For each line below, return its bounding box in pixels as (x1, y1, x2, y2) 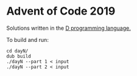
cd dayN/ (6, 47, 29, 54)
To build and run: (6, 36, 49, 43)
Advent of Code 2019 (6, 4, 116, 18)
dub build (6, 53, 32, 59)
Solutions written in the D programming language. (6, 24, 131, 32)
